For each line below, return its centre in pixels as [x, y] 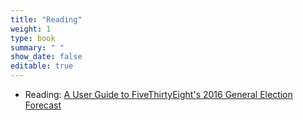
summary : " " [37, 47]
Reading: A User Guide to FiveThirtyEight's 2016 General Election [158, 94]
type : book [33, 38]
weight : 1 [31, 29]
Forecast [43, 105]
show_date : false [46, 57]
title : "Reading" [46, 19]
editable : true [42, 66]
